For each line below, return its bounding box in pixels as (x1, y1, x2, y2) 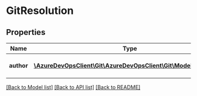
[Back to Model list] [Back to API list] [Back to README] (6, 84, 141, 91)
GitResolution (6, 4, 74, 17)
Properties (6, 27, 46, 37)
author (9, 62, 28, 69)
